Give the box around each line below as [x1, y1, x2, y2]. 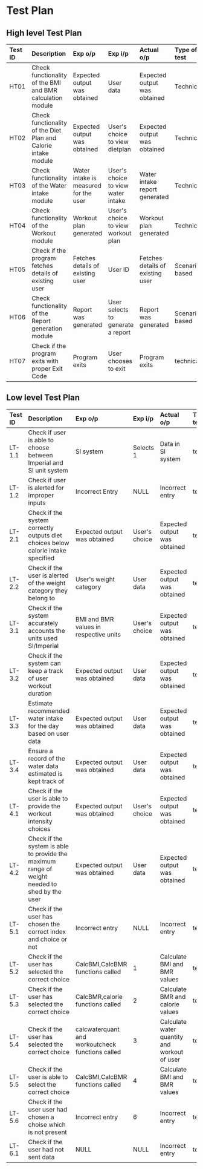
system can [28, 659, 62, 667]
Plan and [31, 134, 57, 142]
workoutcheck [75, 1040, 117, 1049]
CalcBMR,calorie [75, 992, 123, 1001]
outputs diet [28, 531, 62, 539]
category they [28, 586, 68, 595]
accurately [28, 618, 59, 627]
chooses [108, 357, 133, 365]
